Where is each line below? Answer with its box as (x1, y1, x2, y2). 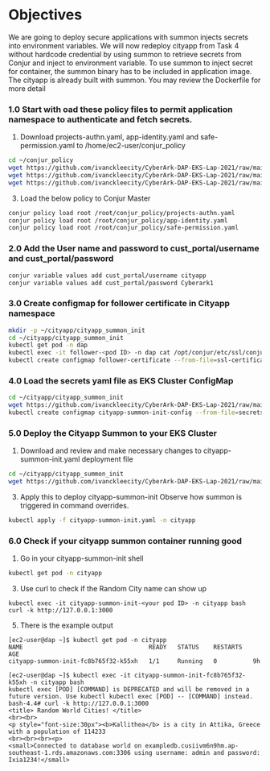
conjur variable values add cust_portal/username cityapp (8, 272, 207, 280)
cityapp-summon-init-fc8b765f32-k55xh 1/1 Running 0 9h (8, 657, 261, 665)
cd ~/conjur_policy (8, 156, 74, 164)
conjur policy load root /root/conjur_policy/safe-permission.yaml (8, 224, 239, 232)
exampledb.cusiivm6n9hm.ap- (145, 742, 239, 750)
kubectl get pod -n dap (8, 341, 88, 350)
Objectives (8, 6, 83, 24)
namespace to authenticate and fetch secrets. (8, 114, 193, 125)
